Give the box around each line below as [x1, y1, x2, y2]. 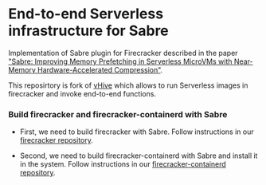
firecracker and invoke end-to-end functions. [8, 89, 157, 98]
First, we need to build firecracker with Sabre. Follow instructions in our [19, 127, 254, 136]
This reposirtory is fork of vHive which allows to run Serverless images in [8, 81, 248, 90]
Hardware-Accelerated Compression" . [37, 65, 163, 74]
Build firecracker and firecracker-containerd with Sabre [8, 108, 228, 120]
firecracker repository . [19, 136, 94, 145]
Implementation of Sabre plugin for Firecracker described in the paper [8, 48, 238, 57]
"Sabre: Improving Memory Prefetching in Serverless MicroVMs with [8, 57, 233, 66]
